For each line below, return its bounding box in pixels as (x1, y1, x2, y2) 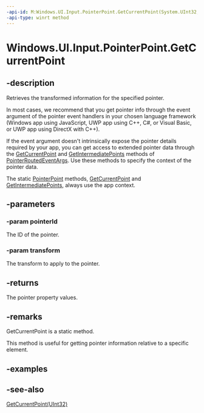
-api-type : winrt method (6, 15, 69, 21)
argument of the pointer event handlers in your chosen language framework (6, 112, 196, 119)
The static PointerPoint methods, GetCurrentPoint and (6, 175, 141, 182)
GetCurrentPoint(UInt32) (6, 400, 68, 408)
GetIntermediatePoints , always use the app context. (6, 181, 135, 189)
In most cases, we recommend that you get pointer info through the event (6, 106, 191, 113)
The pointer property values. (6, 294, 78, 302)
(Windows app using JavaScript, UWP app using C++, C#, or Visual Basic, (6, 119, 192, 126)
